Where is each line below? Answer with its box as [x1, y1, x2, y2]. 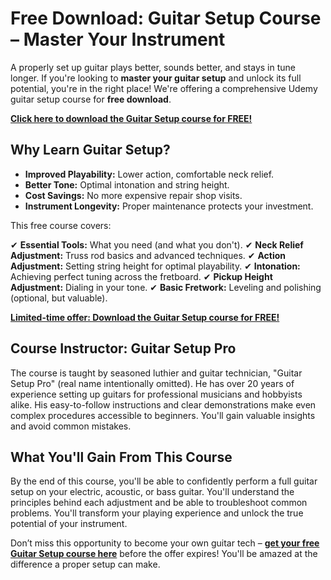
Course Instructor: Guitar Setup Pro [10, 340, 237, 357]
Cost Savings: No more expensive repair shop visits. [24, 189, 243, 201]
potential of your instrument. [10, 518, 128, 530]
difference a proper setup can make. [10, 558, 161, 571]
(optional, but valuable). [10, 292, 108, 304]
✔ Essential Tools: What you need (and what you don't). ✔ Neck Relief [10, 238, 304, 251]
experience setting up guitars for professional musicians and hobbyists [10, 388, 303, 400]
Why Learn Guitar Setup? [10, 142, 171, 159]
